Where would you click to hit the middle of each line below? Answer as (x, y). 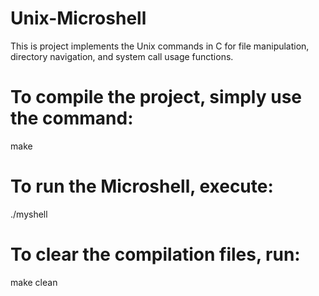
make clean (34, 282)
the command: (72, 118)
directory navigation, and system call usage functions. (122, 56)
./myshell (29, 214)
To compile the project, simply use (156, 97)
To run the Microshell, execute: (142, 186)
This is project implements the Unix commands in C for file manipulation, (160, 46)
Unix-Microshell (78, 18)
